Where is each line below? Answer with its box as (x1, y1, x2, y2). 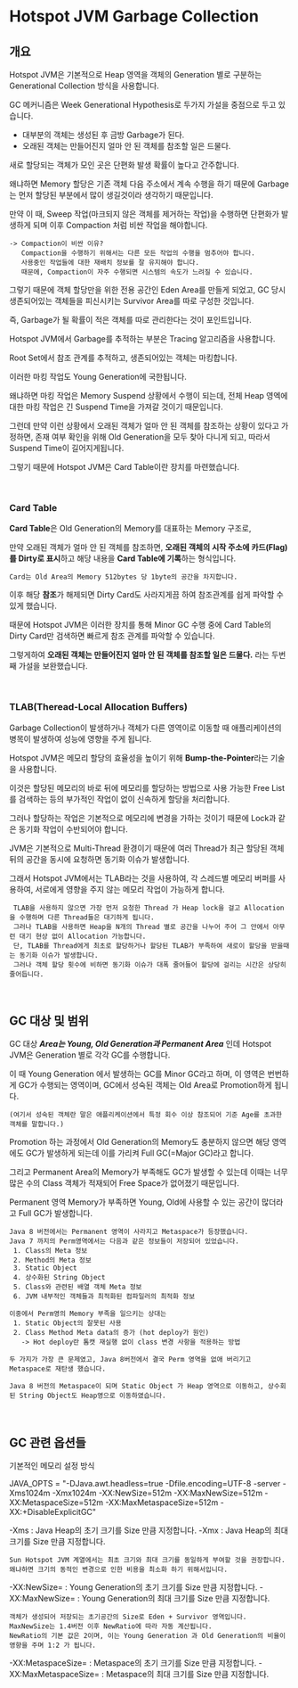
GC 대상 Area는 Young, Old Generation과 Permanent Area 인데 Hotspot (9, 1039, 272, 1050)
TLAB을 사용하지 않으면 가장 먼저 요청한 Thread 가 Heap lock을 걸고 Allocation (12, 903, 285, 912)
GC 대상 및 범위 (9, 1013, 89, 1028)
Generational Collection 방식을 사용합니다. (9, 80, 160, 91)
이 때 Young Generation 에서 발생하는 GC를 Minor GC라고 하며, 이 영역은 (9, 1068, 266, 1080)
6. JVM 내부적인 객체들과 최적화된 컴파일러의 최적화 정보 (12, 1292, 196, 1301)
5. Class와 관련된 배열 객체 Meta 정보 (12, 1282, 142, 1292)
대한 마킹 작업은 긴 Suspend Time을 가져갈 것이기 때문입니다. (9, 401, 224, 412)
